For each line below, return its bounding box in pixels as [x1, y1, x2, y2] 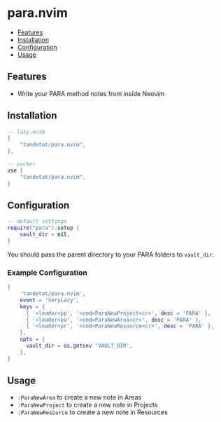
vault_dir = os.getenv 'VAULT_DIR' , [25, 342, 133, 350]
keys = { [20, 303, 45, 310]
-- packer [7, 161, 36, 168]
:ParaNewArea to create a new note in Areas [17, 393, 142, 402]
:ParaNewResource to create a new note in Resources [17, 408, 168, 416]
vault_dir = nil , [20, 231, 71, 238]
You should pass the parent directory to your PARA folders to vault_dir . [7, 250, 215, 259]
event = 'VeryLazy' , [20, 297, 80, 304]
